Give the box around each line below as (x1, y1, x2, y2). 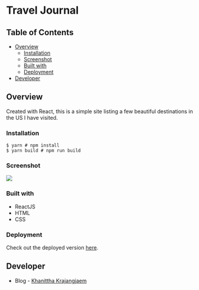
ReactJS (14, 203, 36, 210)
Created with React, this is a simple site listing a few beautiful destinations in (6, 108, 193, 115)
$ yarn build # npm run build (6, 148, 81, 154)
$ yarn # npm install (6, 142, 60, 149)
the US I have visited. (6, 114, 58, 121)
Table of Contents (6, 27, 74, 38)
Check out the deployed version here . (6, 244, 99, 251)
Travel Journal (6, 4, 79, 17)
